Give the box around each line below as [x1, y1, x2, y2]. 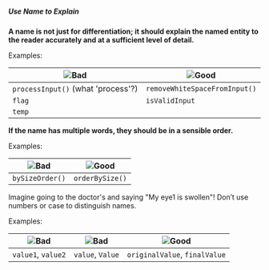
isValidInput [145, 96, 195, 105]
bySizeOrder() [12, 173, 66, 183]
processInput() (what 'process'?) [12, 83, 139, 94]
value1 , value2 [12, 248, 66, 260]
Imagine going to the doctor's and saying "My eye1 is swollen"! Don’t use [8, 192, 249, 202]
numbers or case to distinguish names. [8, 200, 137, 210]
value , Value [73, 248, 120, 260]
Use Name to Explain [8, 6, 80, 16]
